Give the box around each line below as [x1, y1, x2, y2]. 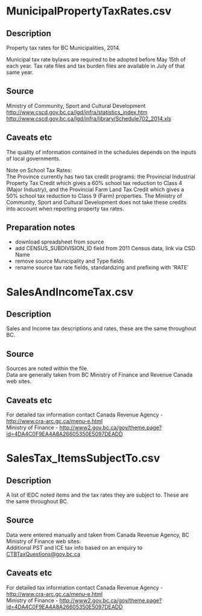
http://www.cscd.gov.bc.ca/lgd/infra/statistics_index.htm [6, 108, 148, 116]
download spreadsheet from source [14, 238, 104, 245]
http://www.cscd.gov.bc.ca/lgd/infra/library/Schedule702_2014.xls [6, 115, 172, 122]
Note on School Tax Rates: [6, 166, 72, 174]
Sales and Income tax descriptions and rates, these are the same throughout [6, 325, 197, 332]
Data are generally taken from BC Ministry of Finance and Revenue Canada [6, 371, 193, 379]
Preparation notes [6, 222, 75, 233]
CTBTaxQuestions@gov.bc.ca [6, 550, 80, 558]
